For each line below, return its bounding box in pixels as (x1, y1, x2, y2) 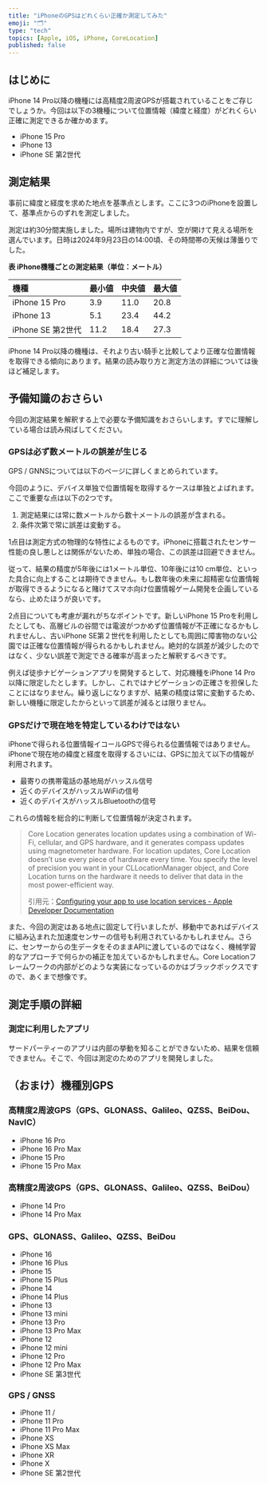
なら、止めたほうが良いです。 (8, 594, 106, 603)
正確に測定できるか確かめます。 (8, 115, 113, 125)
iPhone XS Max (19, 1442, 70, 1451)
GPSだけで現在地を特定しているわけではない (8, 720, 180, 731)
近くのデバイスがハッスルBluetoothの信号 (19, 796, 157, 806)
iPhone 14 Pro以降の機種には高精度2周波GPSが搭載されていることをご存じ (8, 95, 253, 105)
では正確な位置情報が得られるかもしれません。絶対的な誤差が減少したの (14, 641, 253, 650)
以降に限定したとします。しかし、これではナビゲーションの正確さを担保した (8, 677, 259, 687)
